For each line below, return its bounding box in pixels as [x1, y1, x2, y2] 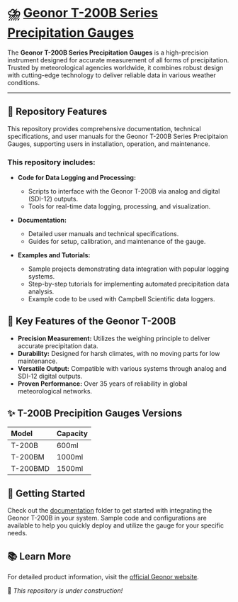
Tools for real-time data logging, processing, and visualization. [28, 202, 211, 211]
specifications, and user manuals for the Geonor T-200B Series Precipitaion [7, 132, 228, 140]
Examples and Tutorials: [17, 251, 91, 260]
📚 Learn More [7, 550, 72, 562]
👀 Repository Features [7, 106, 108, 118]
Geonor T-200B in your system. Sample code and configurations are [7, 514, 207, 523]
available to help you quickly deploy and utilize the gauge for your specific [7, 521, 225, 530]
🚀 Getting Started [7, 488, 86, 500]
